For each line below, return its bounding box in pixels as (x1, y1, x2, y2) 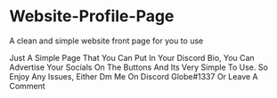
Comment (9, 80, 46, 91)
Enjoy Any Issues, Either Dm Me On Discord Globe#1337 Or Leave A (9, 71, 258, 81)
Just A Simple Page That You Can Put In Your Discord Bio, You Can (9, 52, 256, 63)
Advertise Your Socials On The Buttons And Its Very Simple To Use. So (9, 62, 269, 72)
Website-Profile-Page (9, 6, 175, 26)
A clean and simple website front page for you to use (9, 35, 204, 46)
